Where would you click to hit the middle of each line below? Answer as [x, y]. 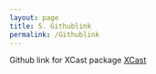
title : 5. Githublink [51, 26]
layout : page [34, 18]
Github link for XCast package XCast [78, 60]
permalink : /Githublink [55, 34]
